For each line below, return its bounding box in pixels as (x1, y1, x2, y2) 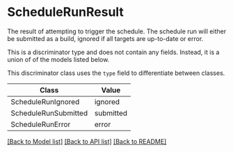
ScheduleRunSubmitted (10, 108, 88, 118)
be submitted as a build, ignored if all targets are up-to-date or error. (7, 34, 204, 42)
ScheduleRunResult (7, 4, 124, 20)
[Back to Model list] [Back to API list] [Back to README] (7, 137, 167, 146)
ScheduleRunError (10, 119, 71, 129)
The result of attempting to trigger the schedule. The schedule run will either (7, 27, 227, 35)
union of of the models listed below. (7, 55, 110, 63)
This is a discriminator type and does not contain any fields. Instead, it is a (7, 48, 220, 56)
